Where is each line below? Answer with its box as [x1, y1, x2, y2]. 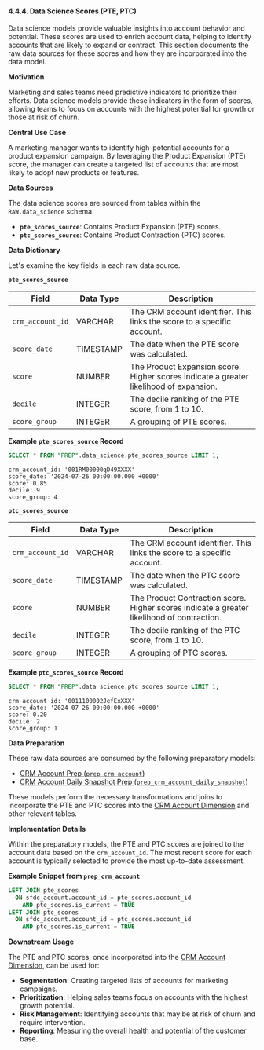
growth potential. [19, 1001, 75, 1011]
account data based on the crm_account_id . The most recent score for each [8, 847, 253, 857]
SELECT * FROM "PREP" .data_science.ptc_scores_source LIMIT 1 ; [8, 683, 220, 691]
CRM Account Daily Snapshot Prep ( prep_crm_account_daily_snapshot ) [19, 777, 249, 786]
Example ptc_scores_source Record [8, 668, 124, 677]
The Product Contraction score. [130, 593, 247, 604]
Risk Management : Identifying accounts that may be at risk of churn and [19, 1009, 256, 1019]
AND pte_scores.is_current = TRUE [22, 901, 135, 909]
